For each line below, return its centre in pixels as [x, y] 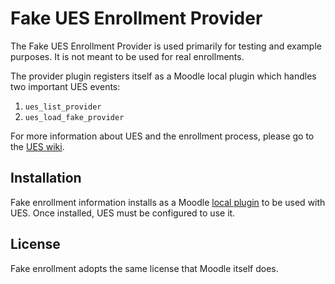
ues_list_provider [63, 107]
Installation [46, 178]
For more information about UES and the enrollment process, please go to [162, 136]
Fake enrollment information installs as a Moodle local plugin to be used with [168, 202]
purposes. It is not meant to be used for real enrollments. [127, 56]
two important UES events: [65, 86]
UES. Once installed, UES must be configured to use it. [123, 213]
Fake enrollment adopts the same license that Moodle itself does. [144, 268]
